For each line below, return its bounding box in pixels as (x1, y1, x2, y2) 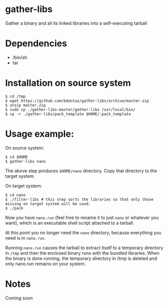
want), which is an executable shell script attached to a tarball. (5, 220, 134, 226)
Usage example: (5, 128, 74, 139)
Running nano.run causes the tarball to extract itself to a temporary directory (5, 245, 163, 251)
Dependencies (5, 38, 67, 49)
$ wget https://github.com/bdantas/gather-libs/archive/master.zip (5, 98, 149, 104)
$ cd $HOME (5, 154, 28, 159)
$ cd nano (5, 192, 26, 197)
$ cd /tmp (5, 94, 26, 99)
